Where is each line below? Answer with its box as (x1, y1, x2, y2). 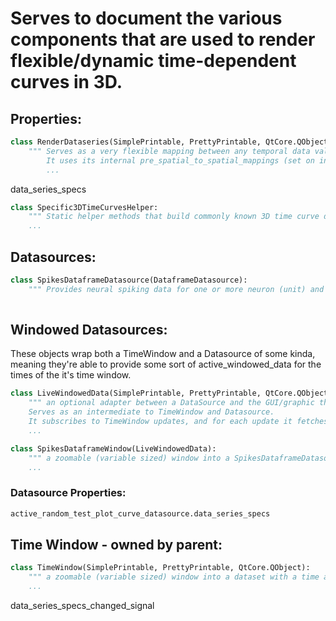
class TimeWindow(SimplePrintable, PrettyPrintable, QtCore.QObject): (10, 563, 311, 573)
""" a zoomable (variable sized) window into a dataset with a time (28, 572, 320, 582)
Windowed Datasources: (10, 321, 168, 338)
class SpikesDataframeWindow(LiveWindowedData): (10, 443, 217, 454)
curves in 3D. (10, 71, 123, 94)
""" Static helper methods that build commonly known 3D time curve (28, 212, 320, 222)
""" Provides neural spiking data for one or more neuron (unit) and (28, 284, 325, 294)
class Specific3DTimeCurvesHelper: (10, 202, 159, 212)
